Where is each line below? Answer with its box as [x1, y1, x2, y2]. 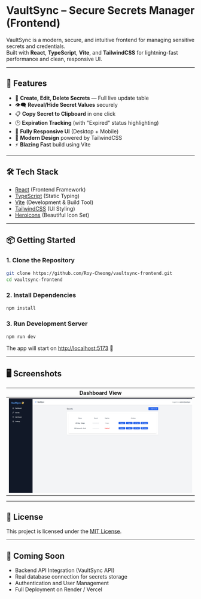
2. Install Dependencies [6, 290, 77, 299]
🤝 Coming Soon [6, 550, 65, 561]
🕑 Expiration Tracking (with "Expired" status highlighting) [14, 119, 159, 126]
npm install [6, 306, 36, 312]
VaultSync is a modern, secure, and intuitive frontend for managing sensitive [6, 36, 195, 43]
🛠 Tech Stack [6, 167, 59, 177]
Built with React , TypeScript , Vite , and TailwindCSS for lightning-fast [6, 49, 178, 56]
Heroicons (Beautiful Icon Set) [14, 211, 90, 218]
